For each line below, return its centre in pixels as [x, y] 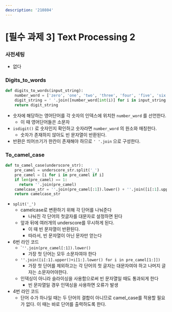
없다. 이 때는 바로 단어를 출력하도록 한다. [66, 304]
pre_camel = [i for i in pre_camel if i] [59, 175]
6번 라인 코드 [26, 242]
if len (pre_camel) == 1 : [41, 180]
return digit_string [36, 105]
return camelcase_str [37, 194]
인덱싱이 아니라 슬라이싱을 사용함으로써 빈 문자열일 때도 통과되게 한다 [89, 279]
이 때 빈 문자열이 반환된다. [54, 229]
